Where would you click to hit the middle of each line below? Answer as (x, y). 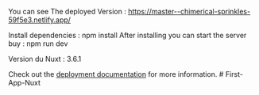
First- (234, 74)
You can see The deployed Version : (68, 11)
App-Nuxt (25, 83)
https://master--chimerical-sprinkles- (189, 11)
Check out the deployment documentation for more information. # (116, 74)
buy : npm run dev (38, 44)
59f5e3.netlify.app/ (40, 20)
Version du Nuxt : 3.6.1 (45, 59)
